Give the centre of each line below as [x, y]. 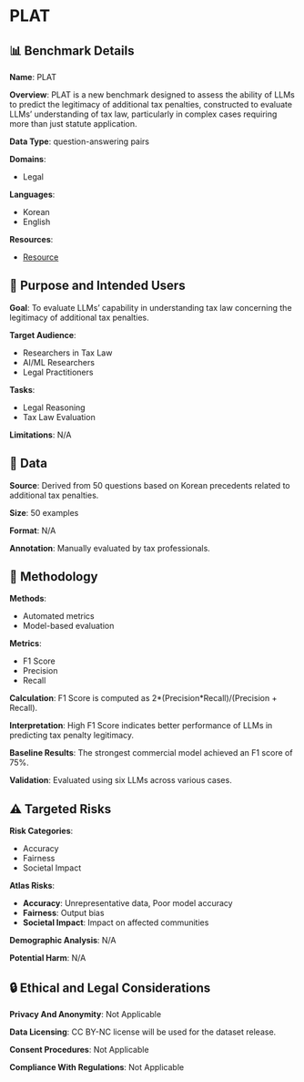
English [36, 222]
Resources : [31, 239]
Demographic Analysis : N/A [63, 941]
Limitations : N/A [41, 435]
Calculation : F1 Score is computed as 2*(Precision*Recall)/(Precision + [143, 698]
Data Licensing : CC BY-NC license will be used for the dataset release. [143, 1032]
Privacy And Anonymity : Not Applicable [86, 1015]
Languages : [32, 194]
